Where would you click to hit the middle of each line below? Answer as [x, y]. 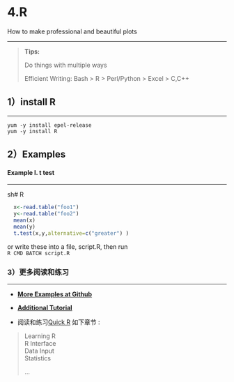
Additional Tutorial [45, 308]
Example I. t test [31, 172]
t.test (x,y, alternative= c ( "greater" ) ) [71, 233]
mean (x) [25, 220]
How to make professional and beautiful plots [72, 31]
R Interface [40, 344]
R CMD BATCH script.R [39, 253]
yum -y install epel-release [49, 125]
